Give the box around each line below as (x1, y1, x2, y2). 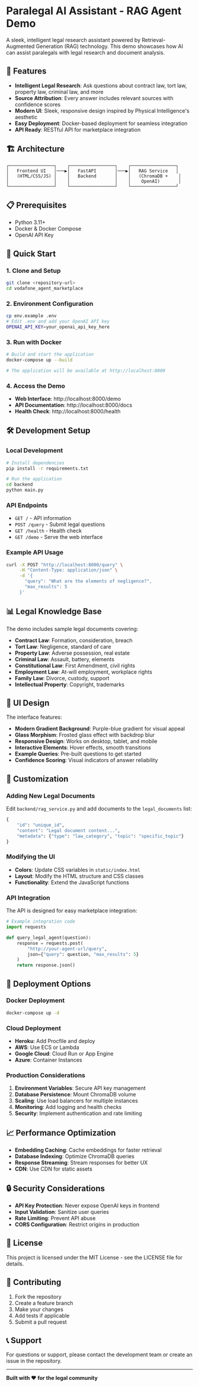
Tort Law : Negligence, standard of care (14, 643, 111, 650)
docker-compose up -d (6, 1010, 60, 1016)
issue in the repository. (6, 1357, 62, 1364)
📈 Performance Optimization (6, 1128, 116, 1138)
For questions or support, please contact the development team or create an (6, 1351, 192, 1359)
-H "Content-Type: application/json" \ (19, 567, 118, 573)
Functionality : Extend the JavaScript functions (14, 879, 129, 886)
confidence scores (14, 101, 61, 108)
